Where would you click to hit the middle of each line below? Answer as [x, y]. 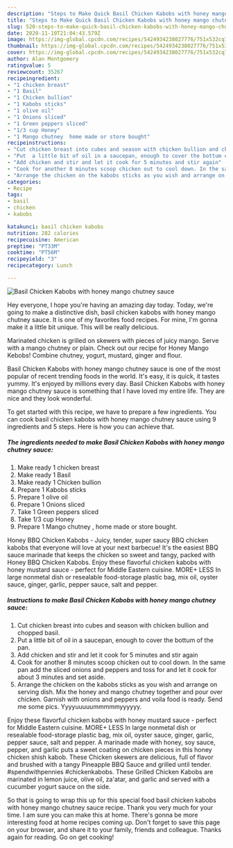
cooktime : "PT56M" [34, 253]
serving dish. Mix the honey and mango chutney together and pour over [120, 691]
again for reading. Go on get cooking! [61, 837]
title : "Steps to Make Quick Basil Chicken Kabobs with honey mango [108, 20]
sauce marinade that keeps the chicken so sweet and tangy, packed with [111, 554]
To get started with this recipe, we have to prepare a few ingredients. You [112, 412]
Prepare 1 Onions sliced [51, 504]
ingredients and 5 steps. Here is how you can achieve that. [91, 426]
